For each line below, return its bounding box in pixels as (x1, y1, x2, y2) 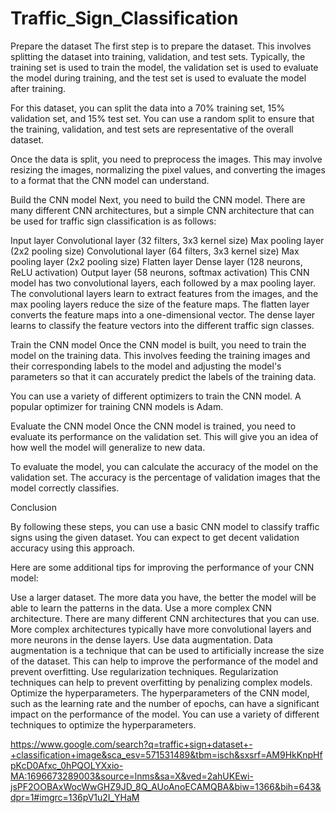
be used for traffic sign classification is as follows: (10, 215, 217, 227)
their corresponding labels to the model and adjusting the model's (10, 360, 282, 372)
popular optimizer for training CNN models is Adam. (10, 400, 224, 412)
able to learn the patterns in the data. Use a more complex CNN (10, 602, 273, 614)
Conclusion (10, 501, 58, 513)
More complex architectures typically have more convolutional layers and (10, 623, 312, 635)
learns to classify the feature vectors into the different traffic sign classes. (10, 319, 315, 331)
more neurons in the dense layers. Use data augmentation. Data (10, 633, 273, 646)
